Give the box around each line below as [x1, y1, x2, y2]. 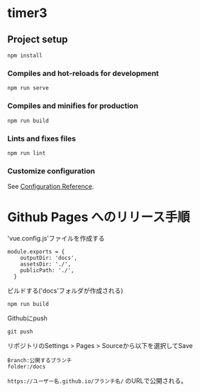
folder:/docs [7, 364, 46, 371]
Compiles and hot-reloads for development [7, 68, 160, 78]
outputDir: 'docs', [20, 254, 78, 262]
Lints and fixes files [7, 134, 77, 143]
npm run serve [7, 85, 50, 92]
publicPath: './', [20, 267, 74, 274]
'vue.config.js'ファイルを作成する [7, 234, 105, 243]
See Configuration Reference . [7, 183, 94, 191]
